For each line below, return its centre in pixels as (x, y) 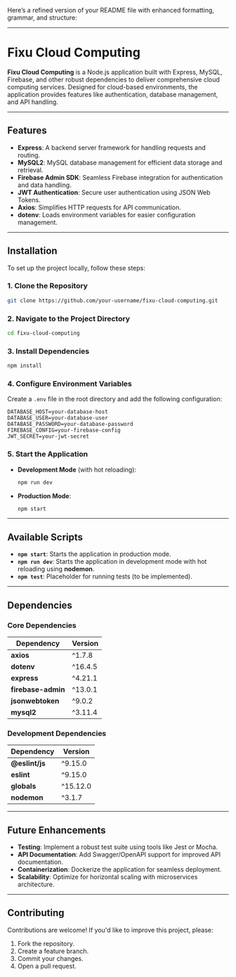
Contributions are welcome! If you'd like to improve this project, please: (110, 930)
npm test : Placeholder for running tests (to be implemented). (105, 576)
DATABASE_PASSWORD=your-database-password (70, 425)
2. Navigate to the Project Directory (69, 318)
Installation (32, 251)
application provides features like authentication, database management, (113, 94)
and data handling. (44, 185)
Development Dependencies (57, 733)
